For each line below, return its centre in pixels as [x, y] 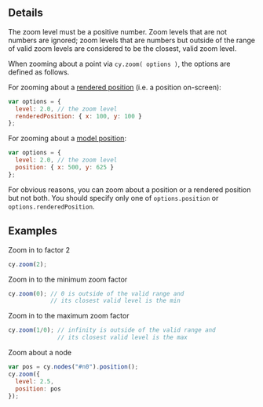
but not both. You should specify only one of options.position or [113, 198]
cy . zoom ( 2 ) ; [27, 264]
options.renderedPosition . [51, 206]
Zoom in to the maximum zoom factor [69, 316]
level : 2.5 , [35, 381]
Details [26, 13]
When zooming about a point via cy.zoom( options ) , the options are [119, 64]
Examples [33, 231]
